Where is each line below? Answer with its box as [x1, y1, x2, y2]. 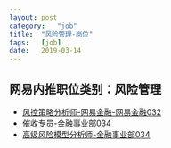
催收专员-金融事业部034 [21, 118, 111, 128]
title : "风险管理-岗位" [9, 29, 94, 38]
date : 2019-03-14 [9, 46, 82, 55]
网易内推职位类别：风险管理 [9, 81, 162, 96]
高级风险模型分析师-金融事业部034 [21, 128, 151, 139]
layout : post [9, 12, 58, 22]
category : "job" [9, 21, 77, 30]
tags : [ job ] [9, 37, 62, 47]
